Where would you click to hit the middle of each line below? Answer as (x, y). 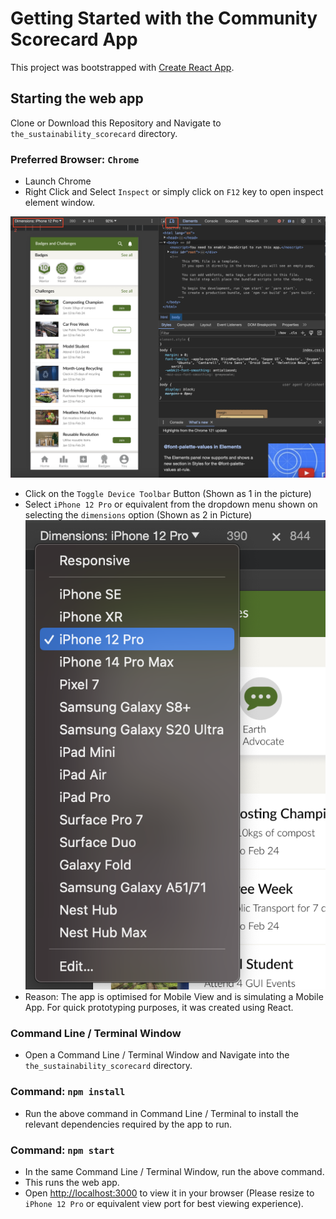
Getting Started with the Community (164, 18)
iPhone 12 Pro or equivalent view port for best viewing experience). (164, 1203)
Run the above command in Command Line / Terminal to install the (161, 1113)
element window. (60, 203)
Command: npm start (62, 1150)
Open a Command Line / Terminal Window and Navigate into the (157, 1055)
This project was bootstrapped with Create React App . (122, 67)
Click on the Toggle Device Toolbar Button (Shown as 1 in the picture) (168, 494)
